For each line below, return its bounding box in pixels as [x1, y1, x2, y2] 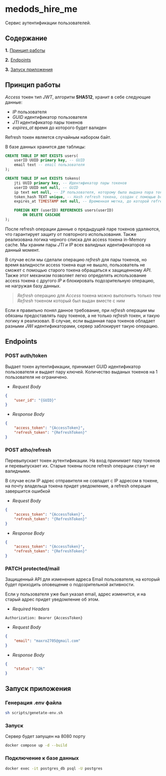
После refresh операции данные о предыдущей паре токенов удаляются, [5, 226, 160, 232]
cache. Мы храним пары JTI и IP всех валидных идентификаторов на [5, 241, 151, 248]
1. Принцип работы [5, 47, 45, 53]
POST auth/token [5, 352, 47, 359]
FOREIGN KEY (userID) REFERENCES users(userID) [14, 208, 114, 213]
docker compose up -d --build [5, 743, 68, 748]
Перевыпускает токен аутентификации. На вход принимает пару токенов [5, 457, 161, 463]
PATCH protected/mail [5, 565, 60, 572]
